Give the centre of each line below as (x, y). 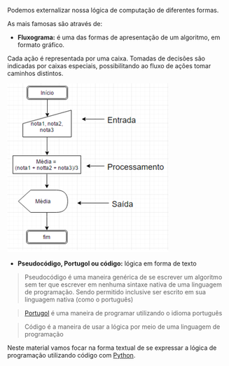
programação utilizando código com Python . (71, 355)
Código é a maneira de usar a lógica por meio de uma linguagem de (122, 327)
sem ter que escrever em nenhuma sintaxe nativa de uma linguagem (123, 285)
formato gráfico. (41, 45)
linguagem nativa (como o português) (79, 299)
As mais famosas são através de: (55, 24)
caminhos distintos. (35, 73)
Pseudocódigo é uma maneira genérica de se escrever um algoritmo (123, 277)
